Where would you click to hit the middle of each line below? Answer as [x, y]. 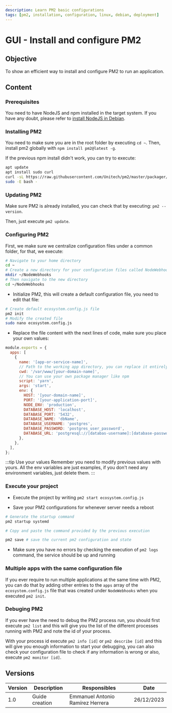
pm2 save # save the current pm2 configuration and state [68, 540]
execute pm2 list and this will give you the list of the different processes [82, 626]
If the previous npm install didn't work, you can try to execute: [71, 158]
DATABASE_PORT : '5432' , [49, 414]
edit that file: [26, 299]
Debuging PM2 [24, 609]
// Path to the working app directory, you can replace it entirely [93, 367]
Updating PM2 [24, 195]
